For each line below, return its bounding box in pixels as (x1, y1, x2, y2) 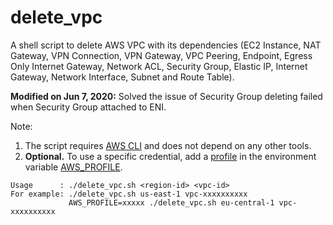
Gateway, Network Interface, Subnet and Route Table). (10, 71, 235, 83)
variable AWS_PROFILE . (24, 161, 123, 173)
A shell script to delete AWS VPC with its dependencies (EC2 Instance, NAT (10, 39, 322, 51)
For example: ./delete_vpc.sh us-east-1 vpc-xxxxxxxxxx (10, 189, 248, 199)
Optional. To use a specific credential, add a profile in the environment (24, 150, 317, 162)
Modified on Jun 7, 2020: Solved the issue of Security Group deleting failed (10, 90, 323, 102)
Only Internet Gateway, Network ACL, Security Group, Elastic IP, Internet (10, 60, 308, 72)
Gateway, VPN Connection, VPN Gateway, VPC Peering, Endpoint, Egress (10, 49, 313, 61)
